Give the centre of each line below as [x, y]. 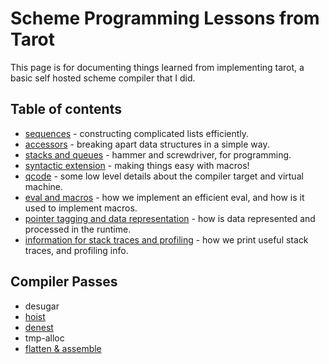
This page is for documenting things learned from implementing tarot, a [157, 67]
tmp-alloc [44, 338]
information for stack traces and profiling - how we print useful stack [166, 239]
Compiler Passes [64, 282]
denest [39, 327]
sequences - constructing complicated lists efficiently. [137, 133]
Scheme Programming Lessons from [165, 18]
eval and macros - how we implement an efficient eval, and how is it [164, 197]
